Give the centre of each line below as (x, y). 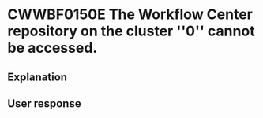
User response (44, 103)
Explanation (38, 77)
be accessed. (53, 48)
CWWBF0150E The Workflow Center (130, 15)
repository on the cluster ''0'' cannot (131, 31)
